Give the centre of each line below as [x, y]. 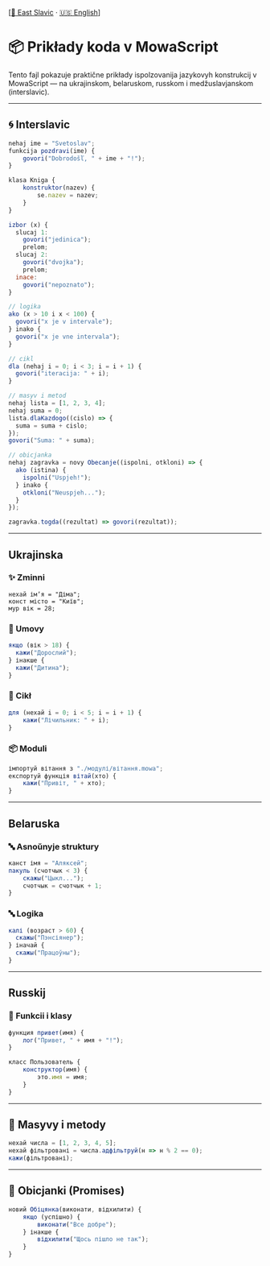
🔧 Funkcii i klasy [40, 1016]
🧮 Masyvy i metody [57, 1125]
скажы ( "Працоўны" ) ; [48, 953]
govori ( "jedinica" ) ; [57, 240]
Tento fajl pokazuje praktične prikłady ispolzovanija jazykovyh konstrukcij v [133, 74]
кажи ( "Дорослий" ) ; [47, 652]
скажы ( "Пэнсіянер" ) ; [50, 938]
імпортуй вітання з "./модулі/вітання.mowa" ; [86, 768]
